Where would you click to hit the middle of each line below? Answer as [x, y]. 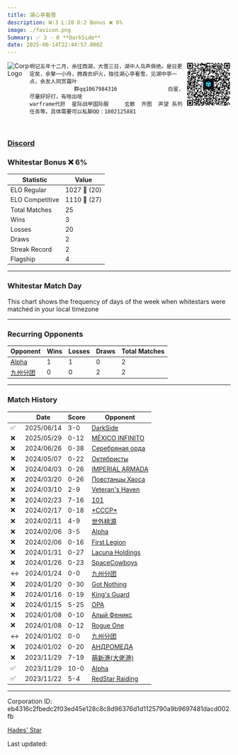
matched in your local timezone [53, 309]
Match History [33, 400]
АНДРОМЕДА [112, 647]
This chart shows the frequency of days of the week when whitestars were [117, 301]
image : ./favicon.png [39, 30]
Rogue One [108, 625]
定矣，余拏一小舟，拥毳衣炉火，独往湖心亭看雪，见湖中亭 [101, 74]
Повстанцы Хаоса [118, 479]
